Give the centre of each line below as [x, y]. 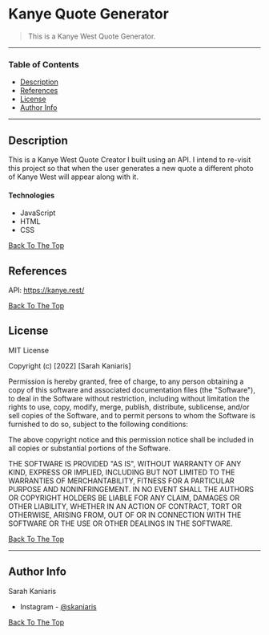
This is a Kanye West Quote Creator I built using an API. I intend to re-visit [130, 160]
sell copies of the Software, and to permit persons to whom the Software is [132, 415]
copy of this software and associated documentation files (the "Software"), [132, 389]
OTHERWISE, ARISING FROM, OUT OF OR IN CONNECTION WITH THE [125, 515]
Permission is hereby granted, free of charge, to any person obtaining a [126, 381]
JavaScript [38, 213]
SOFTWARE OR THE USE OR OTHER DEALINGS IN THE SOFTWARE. [120, 523]
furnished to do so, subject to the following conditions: [98, 424]
